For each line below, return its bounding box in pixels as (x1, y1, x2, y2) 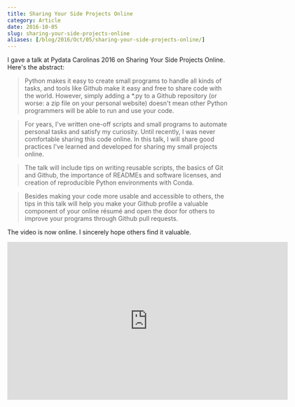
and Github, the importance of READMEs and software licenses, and (24, 171, 222, 180)
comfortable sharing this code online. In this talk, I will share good (24, 135, 215, 144)
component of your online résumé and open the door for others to (24, 207, 215, 215)
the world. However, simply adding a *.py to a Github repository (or (24, 92, 217, 100)
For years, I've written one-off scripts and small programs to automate (24, 120, 228, 128)
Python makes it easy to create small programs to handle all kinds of (24, 76, 222, 85)
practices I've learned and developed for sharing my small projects (24, 142, 218, 151)
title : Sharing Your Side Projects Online (7, 10, 133, 18)
